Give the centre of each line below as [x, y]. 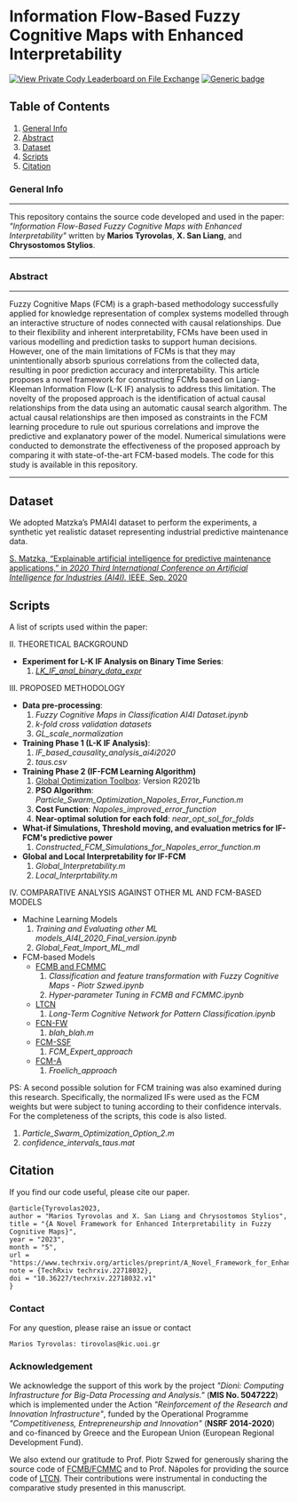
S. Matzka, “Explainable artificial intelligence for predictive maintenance [140, 558]
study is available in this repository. [74, 465]
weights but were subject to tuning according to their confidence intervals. [145, 1106]
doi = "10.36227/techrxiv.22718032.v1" [83, 1278]
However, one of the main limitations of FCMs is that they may [122, 351]
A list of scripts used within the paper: [78, 627]
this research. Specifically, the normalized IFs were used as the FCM [134, 1096]
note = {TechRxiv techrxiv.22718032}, [81, 1270]
